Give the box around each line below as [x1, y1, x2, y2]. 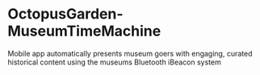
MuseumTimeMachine [7, 22, 161, 40]
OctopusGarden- [7, 5, 124, 23]
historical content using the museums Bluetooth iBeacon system [7, 57, 221, 67]
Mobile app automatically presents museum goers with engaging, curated [7, 48, 253, 58]
